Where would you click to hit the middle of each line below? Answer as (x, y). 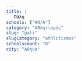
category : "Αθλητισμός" (35, 28)
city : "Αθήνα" (23, 49)
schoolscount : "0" (28, 44)
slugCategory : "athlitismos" (41, 38)
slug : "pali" (22, 33)
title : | (17, 11)
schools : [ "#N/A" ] (28, 22)
